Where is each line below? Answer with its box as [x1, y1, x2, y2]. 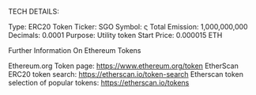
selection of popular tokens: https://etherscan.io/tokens [8, 78, 190, 87]
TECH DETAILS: [8, 7, 59, 16]
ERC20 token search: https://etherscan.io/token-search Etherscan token [8, 70, 243, 78]
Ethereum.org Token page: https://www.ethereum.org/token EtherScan [8, 61, 239, 70]
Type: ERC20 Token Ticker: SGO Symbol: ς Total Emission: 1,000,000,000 [8, 22, 248, 31]
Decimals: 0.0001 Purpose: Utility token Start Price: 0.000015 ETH [8, 31, 223, 40]
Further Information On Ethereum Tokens [8, 46, 141, 55]
